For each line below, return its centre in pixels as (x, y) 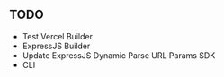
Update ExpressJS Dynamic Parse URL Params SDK (119, 55)
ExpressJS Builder (56, 46)
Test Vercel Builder (57, 36)
